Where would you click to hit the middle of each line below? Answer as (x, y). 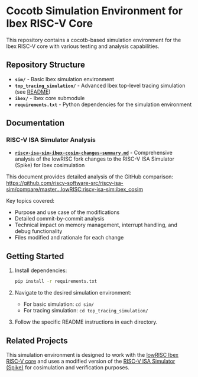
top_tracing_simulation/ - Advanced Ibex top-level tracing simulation (100, 85)
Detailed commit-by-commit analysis (59, 219)
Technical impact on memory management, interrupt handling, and (96, 225)
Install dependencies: (41, 270)
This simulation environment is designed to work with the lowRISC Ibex (92, 354)
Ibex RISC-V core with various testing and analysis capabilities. (83, 46)
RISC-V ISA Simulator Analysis (51, 140)
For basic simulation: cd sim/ (59, 304)
